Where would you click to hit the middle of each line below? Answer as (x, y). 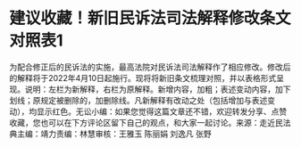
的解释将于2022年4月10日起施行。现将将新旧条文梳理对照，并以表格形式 (143, 78)
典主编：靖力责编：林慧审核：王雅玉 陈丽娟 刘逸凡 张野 (110, 134)
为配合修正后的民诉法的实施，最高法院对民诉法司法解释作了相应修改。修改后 (150, 67)
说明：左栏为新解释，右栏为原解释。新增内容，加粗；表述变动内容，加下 (158, 89)
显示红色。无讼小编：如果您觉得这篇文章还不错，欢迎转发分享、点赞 (162, 111)
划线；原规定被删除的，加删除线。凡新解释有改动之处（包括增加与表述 (138, 100)
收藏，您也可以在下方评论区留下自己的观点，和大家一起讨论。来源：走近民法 (150, 122)
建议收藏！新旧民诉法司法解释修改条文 (150, 18)
